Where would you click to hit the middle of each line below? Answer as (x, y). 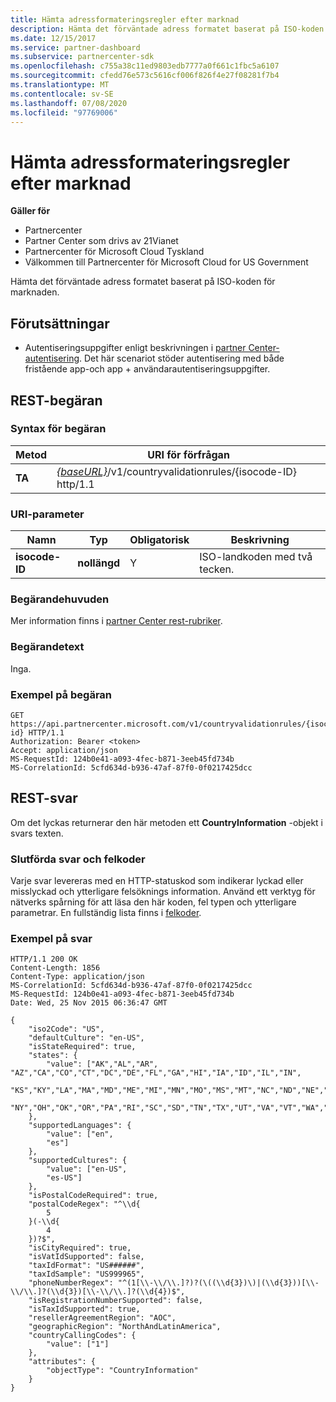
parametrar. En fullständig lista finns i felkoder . (106, 913)
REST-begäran (56, 400)
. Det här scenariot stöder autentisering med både (182, 358)
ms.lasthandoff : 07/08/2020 (69, 103)
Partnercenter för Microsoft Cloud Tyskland (114, 252)
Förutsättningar (60, 323)
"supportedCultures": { (78, 1161)
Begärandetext (47, 647)
